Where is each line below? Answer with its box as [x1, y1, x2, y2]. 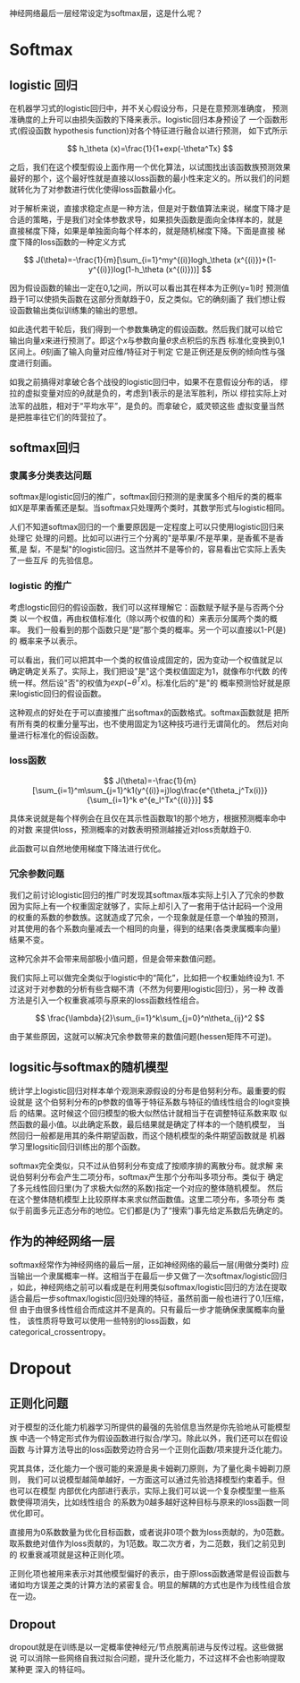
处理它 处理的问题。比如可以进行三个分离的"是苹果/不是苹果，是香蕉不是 [9, 533, 277, 543]
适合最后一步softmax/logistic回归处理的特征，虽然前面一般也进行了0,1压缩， [9, 1293, 288, 1303]
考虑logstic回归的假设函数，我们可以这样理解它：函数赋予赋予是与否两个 [9, 602, 277, 612]
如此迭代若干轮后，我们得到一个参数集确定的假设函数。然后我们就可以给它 [9, 324, 283, 334]
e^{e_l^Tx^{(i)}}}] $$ [138, 794, 214, 805]
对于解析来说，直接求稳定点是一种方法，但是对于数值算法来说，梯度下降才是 [9, 203, 291, 213]
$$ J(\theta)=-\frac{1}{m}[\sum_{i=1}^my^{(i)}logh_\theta [23, 254, 232, 265]
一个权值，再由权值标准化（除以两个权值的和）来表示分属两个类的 [26, 612, 270, 624]
